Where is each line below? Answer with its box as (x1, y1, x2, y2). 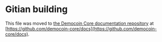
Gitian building (5, 4, 68, 15)
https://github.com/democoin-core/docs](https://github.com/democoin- (7, 25, 157, 31)
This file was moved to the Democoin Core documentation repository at (5, 20, 154, 26)
